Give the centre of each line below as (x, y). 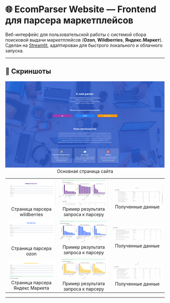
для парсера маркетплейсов (69, 21)
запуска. (14, 50)
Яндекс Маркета (31, 288)
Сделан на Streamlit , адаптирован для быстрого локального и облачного (84, 45)
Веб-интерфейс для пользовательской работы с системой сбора (76, 35)
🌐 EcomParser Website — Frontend (81, 9)
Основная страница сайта (85, 172)
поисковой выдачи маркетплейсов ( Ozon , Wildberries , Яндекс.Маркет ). (84, 40)
